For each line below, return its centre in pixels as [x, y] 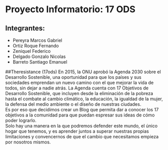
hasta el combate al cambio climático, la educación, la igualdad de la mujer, [84, 99]
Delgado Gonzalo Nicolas [39, 56]
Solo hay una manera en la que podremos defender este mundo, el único [81, 126]
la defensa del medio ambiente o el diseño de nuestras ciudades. [73, 104]
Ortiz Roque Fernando [36, 46]
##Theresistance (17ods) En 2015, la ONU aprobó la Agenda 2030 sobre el [83, 72]
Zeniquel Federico [31, 51]
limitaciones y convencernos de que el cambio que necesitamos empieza [82, 137]
